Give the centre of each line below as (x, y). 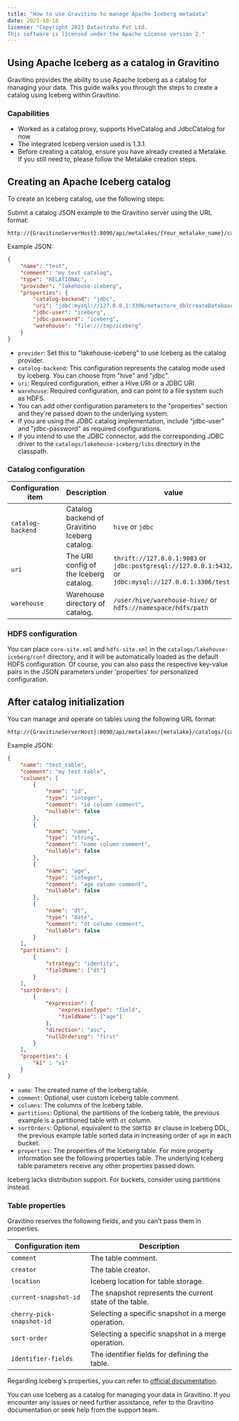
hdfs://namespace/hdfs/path (161, 608)
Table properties (37, 1205)
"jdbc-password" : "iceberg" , (76, 319)
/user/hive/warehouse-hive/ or (165, 599)
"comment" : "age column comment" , (96, 884)
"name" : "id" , (66, 792)
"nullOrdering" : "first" (82, 1037)
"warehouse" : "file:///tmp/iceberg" (87, 326)
